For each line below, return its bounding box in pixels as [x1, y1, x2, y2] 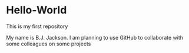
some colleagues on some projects [6, 40, 91, 47]
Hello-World [6, 3, 67, 17]
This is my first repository [6, 23, 68, 30]
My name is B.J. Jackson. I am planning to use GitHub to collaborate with [6, 34, 184, 41]
